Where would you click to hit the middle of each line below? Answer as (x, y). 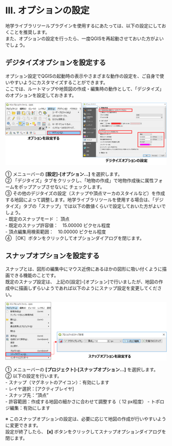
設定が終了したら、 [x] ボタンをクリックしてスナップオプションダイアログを (86, 432)
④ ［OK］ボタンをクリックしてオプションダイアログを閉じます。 (75, 238)
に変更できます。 (23, 425)
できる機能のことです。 (34, 275)
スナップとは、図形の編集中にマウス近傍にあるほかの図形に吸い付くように (84, 269)
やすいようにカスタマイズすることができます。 (59, 82)
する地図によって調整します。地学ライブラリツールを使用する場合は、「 (80, 199)
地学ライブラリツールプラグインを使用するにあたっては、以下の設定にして (84, 26)
